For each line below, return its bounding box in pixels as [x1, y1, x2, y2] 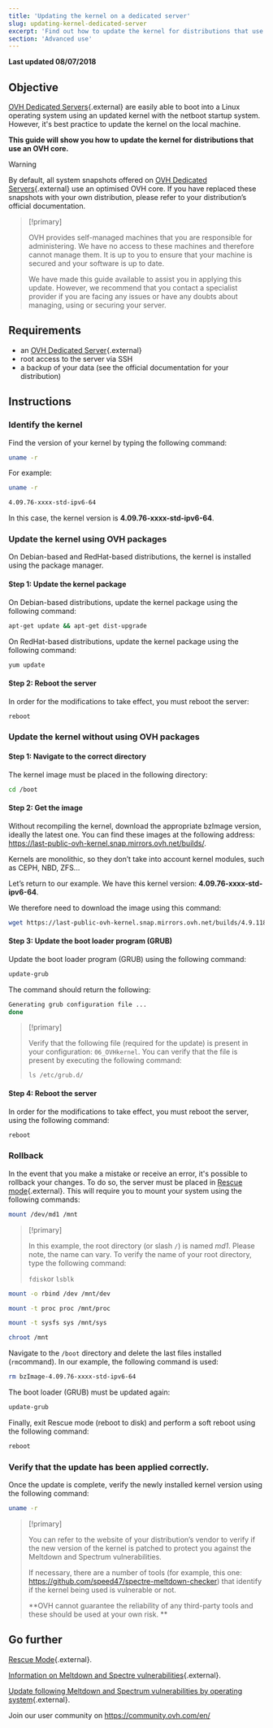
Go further [8, 1633, 63, 1647]
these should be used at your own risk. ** [28, 1609, 168, 1619]
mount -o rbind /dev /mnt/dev [8, 1290, 111, 1298]
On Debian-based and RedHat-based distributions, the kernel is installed [8, 552, 252, 562]
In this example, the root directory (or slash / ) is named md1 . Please [28, 1241, 256, 1251]
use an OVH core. [8, 144, 69, 154]
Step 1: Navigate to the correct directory [8, 751, 146, 761]
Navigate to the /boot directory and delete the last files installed [8, 1348, 222, 1358]
